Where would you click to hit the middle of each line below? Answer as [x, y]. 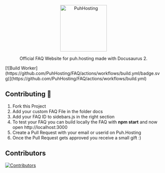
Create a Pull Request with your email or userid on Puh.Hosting [77, 132]
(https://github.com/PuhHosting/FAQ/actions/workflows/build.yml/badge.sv [82, 73]
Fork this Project [29, 106]
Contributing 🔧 [28, 94]
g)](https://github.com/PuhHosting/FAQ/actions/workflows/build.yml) [76, 79]
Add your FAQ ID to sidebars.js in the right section [63, 116]
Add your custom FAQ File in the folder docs [58, 111]
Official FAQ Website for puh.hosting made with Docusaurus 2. [83, 58]
